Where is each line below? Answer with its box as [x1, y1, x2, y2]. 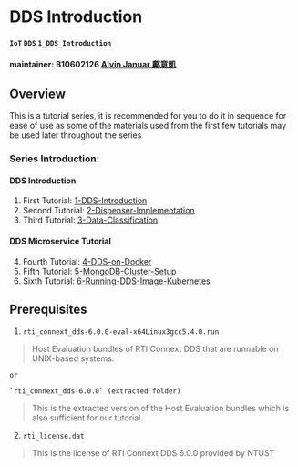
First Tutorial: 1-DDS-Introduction [22, 195, 148, 206]
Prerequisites [9, 301, 87, 317]
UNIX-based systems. [31, 353, 115, 364]
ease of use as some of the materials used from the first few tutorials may [9, 120, 287, 131]
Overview [9, 86, 67, 101]
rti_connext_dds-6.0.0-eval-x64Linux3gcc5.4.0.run [22, 327, 220, 337]
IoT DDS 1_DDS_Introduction [9, 38, 112, 47]
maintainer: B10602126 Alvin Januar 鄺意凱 [9, 59, 177, 70]
